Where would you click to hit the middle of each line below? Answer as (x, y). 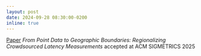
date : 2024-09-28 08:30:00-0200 (47, 17)
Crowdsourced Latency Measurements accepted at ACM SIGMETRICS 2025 (101, 46)
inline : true (23, 23)
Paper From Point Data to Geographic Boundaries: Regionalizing (86, 40)
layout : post (23, 12)
